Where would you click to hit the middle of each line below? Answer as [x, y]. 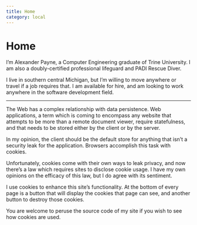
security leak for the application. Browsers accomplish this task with [89, 146]
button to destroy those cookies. [45, 200]
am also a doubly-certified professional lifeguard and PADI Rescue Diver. [94, 69]
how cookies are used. [33, 217]
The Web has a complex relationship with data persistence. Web [84, 109]
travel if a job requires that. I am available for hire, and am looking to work [95, 86]
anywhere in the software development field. [60, 92]
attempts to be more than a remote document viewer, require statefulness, [96, 122]
